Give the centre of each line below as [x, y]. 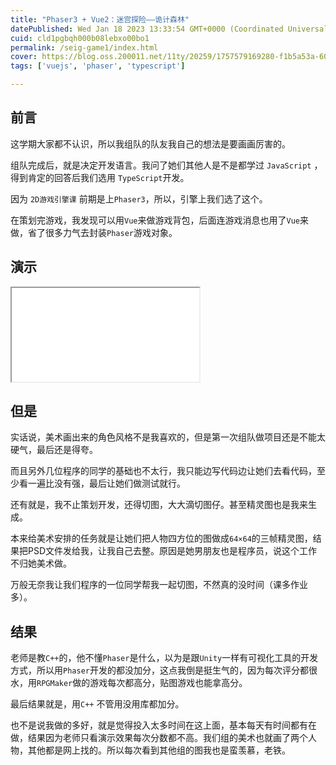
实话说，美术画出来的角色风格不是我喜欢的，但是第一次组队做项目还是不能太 [168, 437]
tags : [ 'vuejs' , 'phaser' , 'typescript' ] [98, 66]
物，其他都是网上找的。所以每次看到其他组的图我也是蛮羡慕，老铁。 [150, 750]
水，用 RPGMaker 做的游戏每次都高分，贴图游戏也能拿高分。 [129, 683]
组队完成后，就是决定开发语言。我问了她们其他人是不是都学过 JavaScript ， [166, 165]
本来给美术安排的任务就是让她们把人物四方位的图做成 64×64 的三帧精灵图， [161, 538]
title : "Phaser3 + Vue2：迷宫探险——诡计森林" [100, 19]
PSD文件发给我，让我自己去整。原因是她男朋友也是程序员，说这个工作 [172, 551]
